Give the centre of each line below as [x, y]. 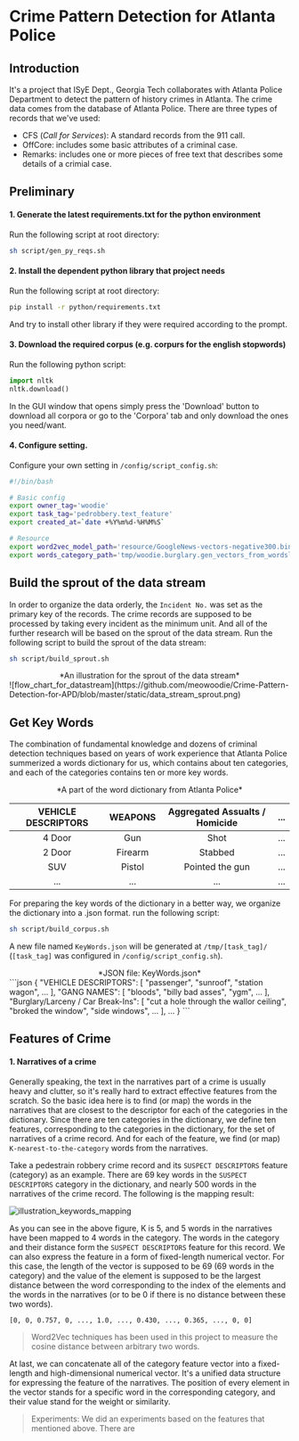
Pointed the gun [217, 867]
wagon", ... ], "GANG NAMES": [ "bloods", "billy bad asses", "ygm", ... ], [139, 992]
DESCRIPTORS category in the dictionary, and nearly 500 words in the [133, 1184]
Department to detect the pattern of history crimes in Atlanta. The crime [141, 99]
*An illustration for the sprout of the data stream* [149, 676]
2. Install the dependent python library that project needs [117, 271]
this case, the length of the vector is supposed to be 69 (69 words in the [141, 1266]
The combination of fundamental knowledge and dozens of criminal [133, 744]
